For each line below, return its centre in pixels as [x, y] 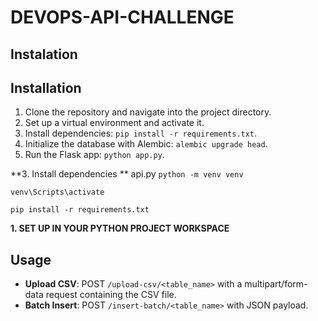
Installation [46, 87]
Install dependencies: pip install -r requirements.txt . [141, 133]
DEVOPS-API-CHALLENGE [122, 17]
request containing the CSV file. [111, 295]
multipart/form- [276, 284]
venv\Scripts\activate [57, 192]
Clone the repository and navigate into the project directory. [148, 112]
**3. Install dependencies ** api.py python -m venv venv [127, 174]
